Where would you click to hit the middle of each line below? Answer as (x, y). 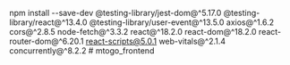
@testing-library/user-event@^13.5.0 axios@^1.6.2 (182, 22)
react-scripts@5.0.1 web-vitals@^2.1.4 (156, 41)
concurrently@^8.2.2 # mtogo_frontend (82, 51)
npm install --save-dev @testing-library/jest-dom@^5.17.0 (115, 13)
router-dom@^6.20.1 (47, 41)
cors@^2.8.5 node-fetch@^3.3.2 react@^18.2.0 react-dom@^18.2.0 (133, 32)
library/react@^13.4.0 (48, 22)
